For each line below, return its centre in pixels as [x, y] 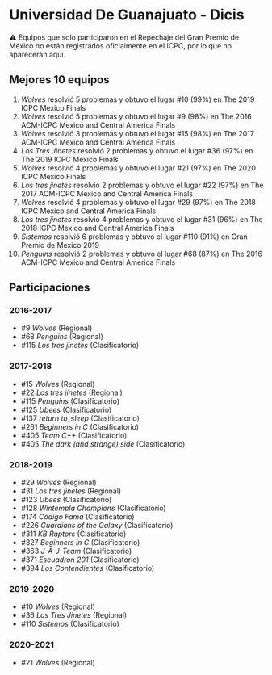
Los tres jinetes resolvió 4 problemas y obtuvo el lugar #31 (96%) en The [142, 219]
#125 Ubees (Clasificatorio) [66, 409]
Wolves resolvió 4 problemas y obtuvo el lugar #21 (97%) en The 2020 [138, 168]
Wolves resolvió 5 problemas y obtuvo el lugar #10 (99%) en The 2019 [138, 99]
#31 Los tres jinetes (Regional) [71, 491]
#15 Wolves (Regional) [58, 384]
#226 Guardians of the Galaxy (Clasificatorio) [97, 526]
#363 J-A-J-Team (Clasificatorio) [76, 551]
